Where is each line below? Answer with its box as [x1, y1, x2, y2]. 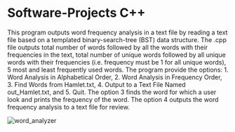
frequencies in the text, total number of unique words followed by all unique [7, 51, 226, 59]
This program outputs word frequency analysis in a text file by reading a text [7, 28, 228, 37]
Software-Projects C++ [7, 5, 146, 21]
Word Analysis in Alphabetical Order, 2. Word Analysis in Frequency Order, [7, 72, 222, 81]
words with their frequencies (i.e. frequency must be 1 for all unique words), [7, 58, 227, 66]
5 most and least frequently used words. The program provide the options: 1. [7, 65, 229, 74]
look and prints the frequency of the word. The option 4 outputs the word [7, 95, 219, 103]
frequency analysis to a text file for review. [7, 103, 130, 111]
